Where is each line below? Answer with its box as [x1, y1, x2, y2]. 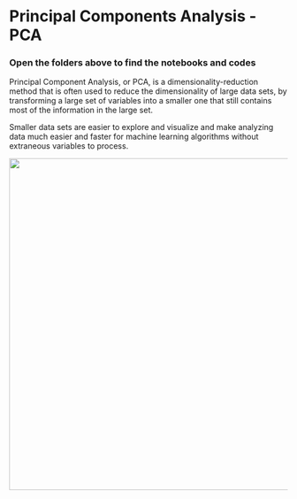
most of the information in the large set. [9, 104, 153, 116]
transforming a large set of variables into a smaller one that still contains [9, 96, 272, 106]
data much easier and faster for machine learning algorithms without [9, 131, 259, 142]
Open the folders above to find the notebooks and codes [9, 57, 256, 69]
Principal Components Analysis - [9, 6, 257, 27]
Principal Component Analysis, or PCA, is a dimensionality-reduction [9, 77, 259, 88]
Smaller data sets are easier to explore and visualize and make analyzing [9, 122, 274, 133]
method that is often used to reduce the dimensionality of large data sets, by [9, 86, 287, 96]
